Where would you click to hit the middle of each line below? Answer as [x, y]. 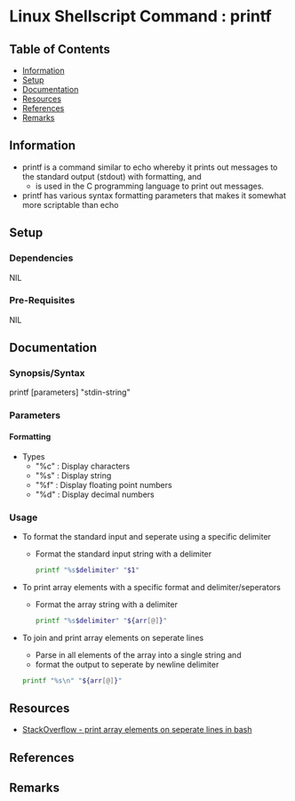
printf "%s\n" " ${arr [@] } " [72, 681]
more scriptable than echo [70, 204]
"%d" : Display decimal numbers [95, 494]
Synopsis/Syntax [48, 373]
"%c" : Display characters [83, 466]
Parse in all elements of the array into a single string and [138, 654]
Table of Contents [60, 49]
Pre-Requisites [42, 300]
